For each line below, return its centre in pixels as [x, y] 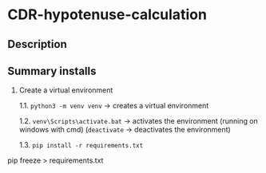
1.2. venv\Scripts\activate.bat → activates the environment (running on [139, 121]
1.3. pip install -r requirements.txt [81, 145]
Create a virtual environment [66, 90]
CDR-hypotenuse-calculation [107, 15]
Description [37, 44]
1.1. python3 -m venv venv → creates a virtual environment [114, 106]
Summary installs [52, 71]
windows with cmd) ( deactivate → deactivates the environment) [125, 130]
